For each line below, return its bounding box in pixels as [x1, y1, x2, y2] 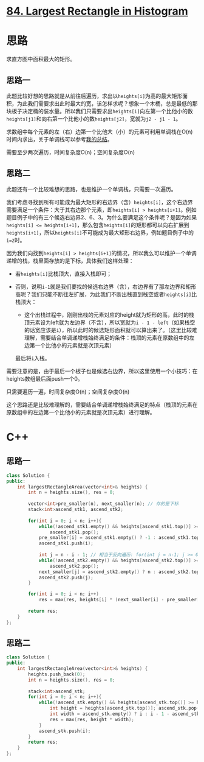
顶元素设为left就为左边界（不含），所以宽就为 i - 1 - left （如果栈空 [24, 319, 195, 326]
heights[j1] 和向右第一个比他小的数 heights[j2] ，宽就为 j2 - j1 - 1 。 [6, 115, 182, 122]
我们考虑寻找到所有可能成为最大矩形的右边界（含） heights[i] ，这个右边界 [6, 198, 193, 205]
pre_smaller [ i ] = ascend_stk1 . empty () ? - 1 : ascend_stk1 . [38, 535, 191, 541]
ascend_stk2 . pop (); [49, 563, 99, 569]
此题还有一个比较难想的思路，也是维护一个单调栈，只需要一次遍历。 [6, 185, 177, 192]
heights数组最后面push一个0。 [6, 375, 83, 382]
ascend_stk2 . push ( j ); [38, 574, 94, 580]
